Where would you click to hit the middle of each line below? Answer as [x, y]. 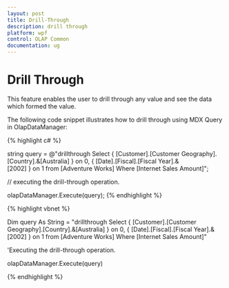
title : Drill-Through [38, 20]
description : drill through [48, 26]
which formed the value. [42, 106]
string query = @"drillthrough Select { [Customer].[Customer [93, 153]
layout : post [26, 13]
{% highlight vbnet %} [39, 209]
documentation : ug [33, 46]
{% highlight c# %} [34, 140]
